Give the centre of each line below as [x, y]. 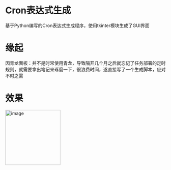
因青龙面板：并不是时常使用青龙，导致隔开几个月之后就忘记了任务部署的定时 [85, 63]
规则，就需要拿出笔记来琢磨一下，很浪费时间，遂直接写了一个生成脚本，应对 [85, 69]
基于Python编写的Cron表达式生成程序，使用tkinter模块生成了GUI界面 [77, 25]
